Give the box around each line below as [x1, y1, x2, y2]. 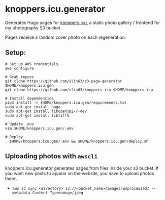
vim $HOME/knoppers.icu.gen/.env [5, 126, 74, 131]
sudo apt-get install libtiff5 [5, 113, 69, 118]
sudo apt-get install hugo [5, 104, 61, 109]
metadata [12, 190, 31, 195]
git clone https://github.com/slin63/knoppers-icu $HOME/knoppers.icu [5, 87, 153, 92]
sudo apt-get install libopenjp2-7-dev [5, 109, 87, 114]
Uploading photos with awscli [5, 152, 98, 160]
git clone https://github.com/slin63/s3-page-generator [5, 78, 122, 84]
